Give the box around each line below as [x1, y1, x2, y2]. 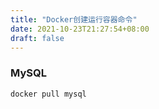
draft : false [10, 33, 65, 43]
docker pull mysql [10, 89, 87, 99]
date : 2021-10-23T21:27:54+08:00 [10, 24, 150, 34]
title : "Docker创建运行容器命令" [10, 14, 138, 25]
